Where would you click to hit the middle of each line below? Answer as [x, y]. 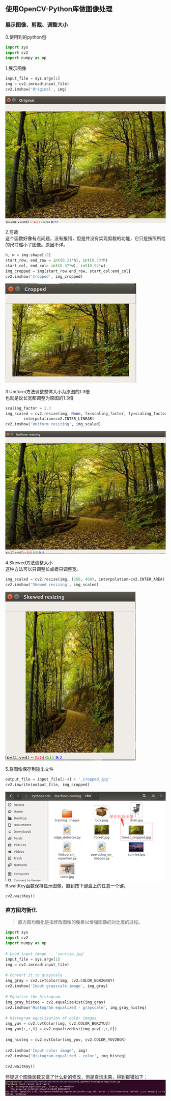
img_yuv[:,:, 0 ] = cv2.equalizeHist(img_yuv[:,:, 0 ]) [61, 1029]
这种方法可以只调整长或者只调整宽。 [43, 569]
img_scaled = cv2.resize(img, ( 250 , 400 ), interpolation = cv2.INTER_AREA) [85, 580]
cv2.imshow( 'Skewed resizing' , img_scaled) [52, 585]
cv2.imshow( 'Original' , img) [36, 90]
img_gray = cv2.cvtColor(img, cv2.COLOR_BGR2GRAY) [60, 981]
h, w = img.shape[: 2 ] [28, 255]
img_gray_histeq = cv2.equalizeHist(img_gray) [55, 1002]
